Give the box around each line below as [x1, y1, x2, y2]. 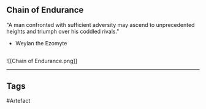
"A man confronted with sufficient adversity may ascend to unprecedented [6, 21, 195, 28]
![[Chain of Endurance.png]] [6, 58, 78, 65]
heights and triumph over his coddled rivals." [6, 28, 120, 35]
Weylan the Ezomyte [15, 39, 67, 47]
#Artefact [6, 97, 31, 105]
